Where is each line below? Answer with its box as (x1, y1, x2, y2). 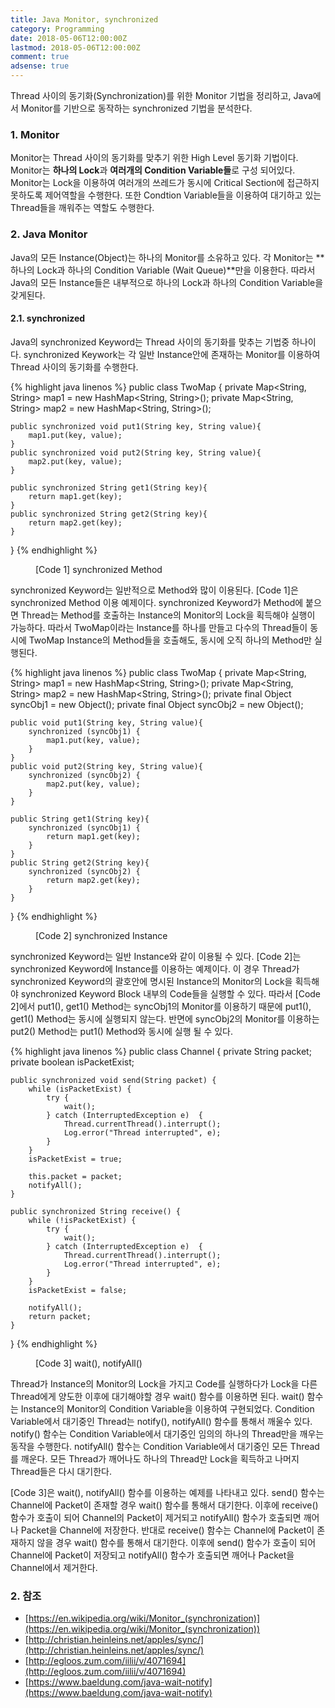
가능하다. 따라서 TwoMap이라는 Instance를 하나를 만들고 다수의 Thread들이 (10, 621, 308, 633)
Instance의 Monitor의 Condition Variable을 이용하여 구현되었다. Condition (20, 1402, 315, 1415)
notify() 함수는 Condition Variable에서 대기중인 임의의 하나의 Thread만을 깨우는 (10, 1427, 325, 1440)
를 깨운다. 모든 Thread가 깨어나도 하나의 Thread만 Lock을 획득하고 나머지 (10, 1452, 300, 1465)
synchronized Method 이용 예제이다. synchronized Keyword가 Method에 (10, 596, 304, 608)
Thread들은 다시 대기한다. (10, 1465, 113, 1477)
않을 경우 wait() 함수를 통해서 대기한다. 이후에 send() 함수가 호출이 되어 (36, 1536, 317, 1548)
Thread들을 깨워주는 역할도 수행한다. (10, 202, 155, 214)
